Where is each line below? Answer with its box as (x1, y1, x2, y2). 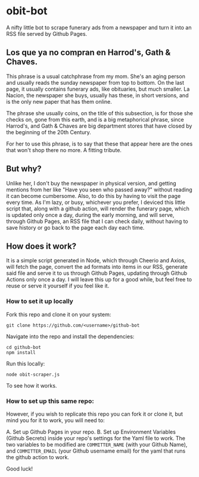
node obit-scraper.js (6, 371, 60, 377)
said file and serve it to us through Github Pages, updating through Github (6, 270, 188, 277)
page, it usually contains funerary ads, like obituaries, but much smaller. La (6, 85, 190, 92)
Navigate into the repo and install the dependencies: (6, 333, 135, 340)
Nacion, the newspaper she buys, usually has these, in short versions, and (6, 91, 189, 99)
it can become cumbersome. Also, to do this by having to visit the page (6, 192, 181, 199)
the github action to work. (6, 453, 70, 460)
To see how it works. (6, 382, 57, 389)
